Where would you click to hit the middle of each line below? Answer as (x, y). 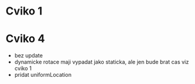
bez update (28, 56)
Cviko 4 (25, 39)
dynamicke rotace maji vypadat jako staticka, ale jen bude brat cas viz (102, 62)
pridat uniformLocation (43, 75)
